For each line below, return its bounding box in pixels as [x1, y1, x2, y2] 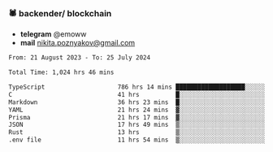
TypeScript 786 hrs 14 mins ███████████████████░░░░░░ [8, 83, 267, 92]
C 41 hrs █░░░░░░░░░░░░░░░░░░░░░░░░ [8, 90, 267, 98]
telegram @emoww [19, 29, 87, 39]
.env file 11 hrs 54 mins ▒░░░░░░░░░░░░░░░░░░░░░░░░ [8, 136, 267, 145]
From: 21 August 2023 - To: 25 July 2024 [8, 54, 151, 62]
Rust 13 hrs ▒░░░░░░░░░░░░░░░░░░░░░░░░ [8, 128, 267, 137]
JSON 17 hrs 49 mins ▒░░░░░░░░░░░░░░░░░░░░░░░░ [8, 121, 267, 129]
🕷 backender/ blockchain [8, 7, 112, 19]
